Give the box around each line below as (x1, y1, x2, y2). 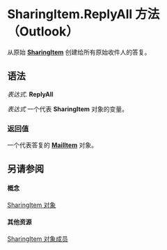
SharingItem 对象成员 (7, 234, 68, 243)
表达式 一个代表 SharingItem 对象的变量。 (7, 105, 129, 113)
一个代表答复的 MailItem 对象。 (7, 141, 97, 149)
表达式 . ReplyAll (7, 90, 54, 98)
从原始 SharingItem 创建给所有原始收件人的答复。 (7, 48, 151, 56)
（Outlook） (7, 24, 79, 40)
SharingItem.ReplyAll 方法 (7, 6, 160, 22)
